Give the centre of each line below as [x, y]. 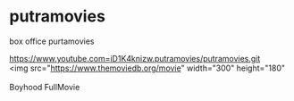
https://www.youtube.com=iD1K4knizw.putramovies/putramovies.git [135, 58]
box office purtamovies [52, 41]
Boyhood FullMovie [45, 87]
